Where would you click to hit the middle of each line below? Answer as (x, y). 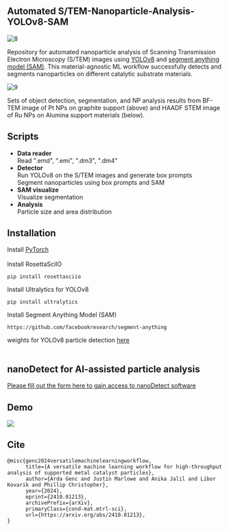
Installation (32, 233)
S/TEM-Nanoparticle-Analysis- (126, 11)
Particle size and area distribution (64, 212)
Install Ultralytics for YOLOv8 (48, 290)
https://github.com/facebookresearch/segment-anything (87, 328)
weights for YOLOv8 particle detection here (69, 340)
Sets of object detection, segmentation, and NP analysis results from (104, 100)
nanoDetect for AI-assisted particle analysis (104, 369)
